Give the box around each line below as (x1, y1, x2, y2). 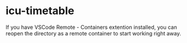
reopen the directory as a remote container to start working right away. (5, 29, 182, 37)
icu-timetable (5, 4, 75, 18)
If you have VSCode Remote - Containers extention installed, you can (5, 24, 177, 31)
